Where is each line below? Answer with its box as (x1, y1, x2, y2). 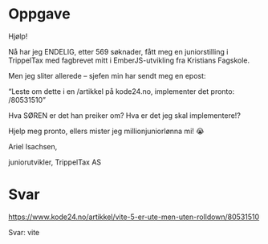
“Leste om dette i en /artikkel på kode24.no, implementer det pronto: (8, 86, 235, 96)
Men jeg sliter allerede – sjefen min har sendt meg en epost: (8, 71, 206, 80)
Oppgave (8, 5, 71, 23)
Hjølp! (8, 31, 28, 41)
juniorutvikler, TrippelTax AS (8, 157, 102, 167)
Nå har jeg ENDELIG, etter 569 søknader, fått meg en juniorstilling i (8, 47, 229, 56)
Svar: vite (8, 227, 40, 237)
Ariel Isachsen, (8, 141, 58, 151)
